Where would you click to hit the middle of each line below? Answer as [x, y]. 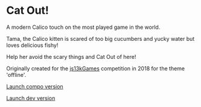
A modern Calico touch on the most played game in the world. [83, 27]
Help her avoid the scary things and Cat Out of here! [71, 57]
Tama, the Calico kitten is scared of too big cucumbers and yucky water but [101, 38]
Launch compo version [35, 86]
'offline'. [16, 75]
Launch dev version [31, 98]
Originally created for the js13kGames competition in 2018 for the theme [96, 68]
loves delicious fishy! [32, 45]
